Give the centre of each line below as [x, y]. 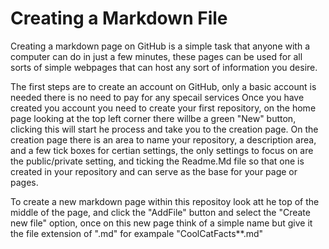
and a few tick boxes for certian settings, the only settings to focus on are [162, 150]
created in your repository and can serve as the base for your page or [154, 171]
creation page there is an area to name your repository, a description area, [163, 139]
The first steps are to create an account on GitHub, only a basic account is [163, 86]
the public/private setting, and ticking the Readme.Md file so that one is [157, 161]
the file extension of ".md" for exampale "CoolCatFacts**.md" [137, 233]
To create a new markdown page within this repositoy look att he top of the [165, 201]
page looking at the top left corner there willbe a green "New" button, [153, 118]
